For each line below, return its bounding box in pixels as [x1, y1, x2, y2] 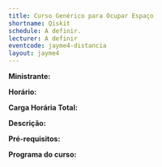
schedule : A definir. [8, 27, 82, 35]
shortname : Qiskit [8, 19, 70, 27]
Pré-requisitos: [8, 134, 61, 144]
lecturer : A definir [8, 34, 79, 43]
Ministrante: [8, 72, 51, 81]
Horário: [8, 87, 37, 97]
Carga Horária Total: [8, 102, 79, 112]
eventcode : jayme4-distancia [8, 42, 107, 50]
